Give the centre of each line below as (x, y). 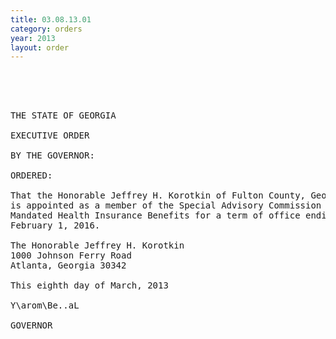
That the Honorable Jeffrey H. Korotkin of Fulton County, (158, 195)
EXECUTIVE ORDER (50, 135)
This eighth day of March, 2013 (89, 285)
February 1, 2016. (55, 225)
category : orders (46, 29)
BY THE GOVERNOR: (52, 155)
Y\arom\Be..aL (45, 305)
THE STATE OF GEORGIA (63, 115)
